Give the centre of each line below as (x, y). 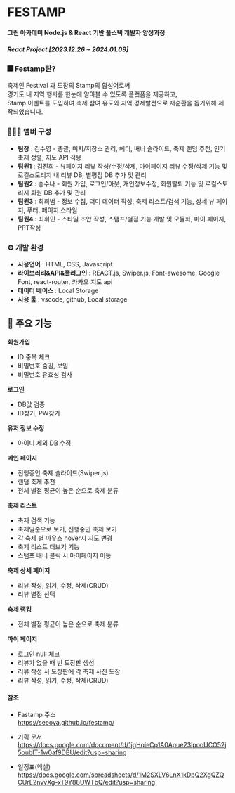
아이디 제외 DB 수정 (44, 443)
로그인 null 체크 (39, 654)
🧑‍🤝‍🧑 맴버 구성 (29, 132)
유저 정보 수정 (26, 428)
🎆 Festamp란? (32, 69)
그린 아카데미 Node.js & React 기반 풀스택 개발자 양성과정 (86, 32)
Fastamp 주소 (36, 714)
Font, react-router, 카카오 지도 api (65, 281)
